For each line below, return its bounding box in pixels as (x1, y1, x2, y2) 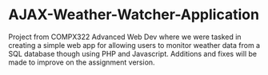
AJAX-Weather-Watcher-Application (8, 6, 260, 24)
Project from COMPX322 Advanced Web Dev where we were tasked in (8, 32, 242, 41)
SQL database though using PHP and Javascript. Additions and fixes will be (8, 49, 258, 58)
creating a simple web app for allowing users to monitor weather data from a (8, 40, 261, 49)
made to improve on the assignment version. (8, 57, 155, 67)
